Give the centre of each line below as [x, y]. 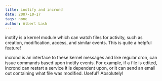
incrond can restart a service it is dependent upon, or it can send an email [80, 68]
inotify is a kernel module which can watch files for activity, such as [74, 38]
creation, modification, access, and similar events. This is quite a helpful [79, 43]
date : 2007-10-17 [23, 14]
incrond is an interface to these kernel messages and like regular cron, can [81, 58]
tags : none [16, 19]
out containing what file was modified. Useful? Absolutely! [64, 73]
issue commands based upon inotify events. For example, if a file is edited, [81, 63]
